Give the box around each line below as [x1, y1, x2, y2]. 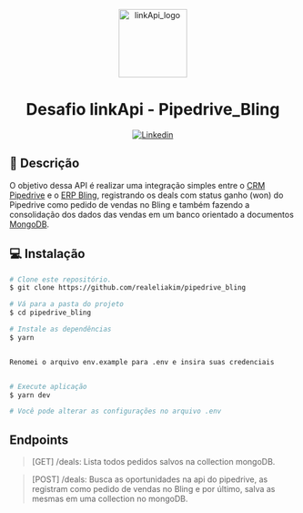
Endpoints [9, 432, 69, 447]
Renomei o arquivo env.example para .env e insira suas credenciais [9, 357, 275, 366]
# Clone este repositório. [9, 274, 112, 284]
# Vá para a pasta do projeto [9, 300, 125, 309]
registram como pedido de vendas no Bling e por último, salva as [31, 484, 276, 495]
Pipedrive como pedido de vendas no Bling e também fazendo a [9, 199, 250, 210]
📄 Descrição [9, 156, 80, 171]
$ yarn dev [9, 390, 51, 400]
